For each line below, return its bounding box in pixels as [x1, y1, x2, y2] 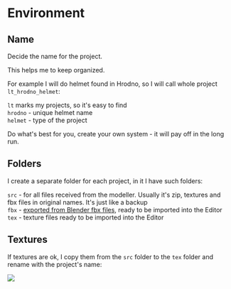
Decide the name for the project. [7, 52, 103, 60]
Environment [7, 5, 85, 21]
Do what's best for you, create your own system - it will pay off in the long [7, 130, 225, 138]
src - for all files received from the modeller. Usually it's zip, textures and [7, 190, 221, 199]
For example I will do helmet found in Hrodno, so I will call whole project [7, 80, 218, 88]
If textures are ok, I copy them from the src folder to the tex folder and [7, 252, 214, 261]
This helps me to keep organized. [7, 66, 105, 74]
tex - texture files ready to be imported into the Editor [7, 213, 164, 222]
